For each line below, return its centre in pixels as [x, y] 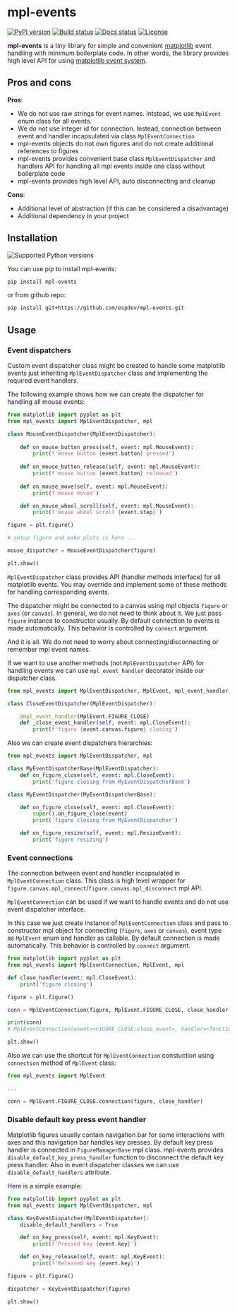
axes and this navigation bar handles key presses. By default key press [110, 1142]
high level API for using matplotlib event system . [77, 60]
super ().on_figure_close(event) [80, 814]
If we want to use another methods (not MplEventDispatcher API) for [106, 663]
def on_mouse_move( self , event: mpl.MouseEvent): [95, 487]
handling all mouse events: [46, 402]
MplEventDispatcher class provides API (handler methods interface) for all [114, 577]
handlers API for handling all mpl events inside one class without [111, 166]
